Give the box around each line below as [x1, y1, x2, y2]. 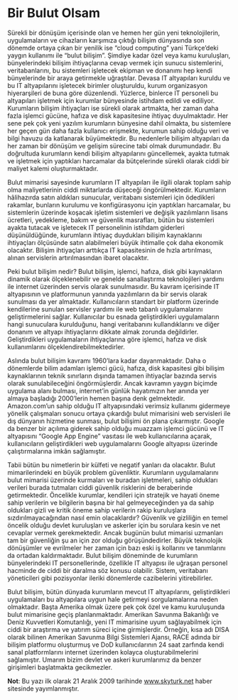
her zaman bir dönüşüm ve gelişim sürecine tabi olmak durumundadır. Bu [7, 141, 222, 150]
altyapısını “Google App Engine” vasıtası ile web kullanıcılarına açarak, [7, 432, 212, 440]
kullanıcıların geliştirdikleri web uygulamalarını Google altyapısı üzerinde [7, 439, 218, 448]
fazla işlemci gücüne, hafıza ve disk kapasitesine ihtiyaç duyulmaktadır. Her [7, 111, 229, 120]
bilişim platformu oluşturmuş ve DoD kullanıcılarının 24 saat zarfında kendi [7, 640, 225, 649]
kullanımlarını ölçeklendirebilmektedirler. [7, 342, 126, 351]
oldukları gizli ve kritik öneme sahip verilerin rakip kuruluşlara [7, 505, 186, 514]
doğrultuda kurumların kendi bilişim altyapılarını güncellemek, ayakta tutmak [7, 149, 229, 158]
